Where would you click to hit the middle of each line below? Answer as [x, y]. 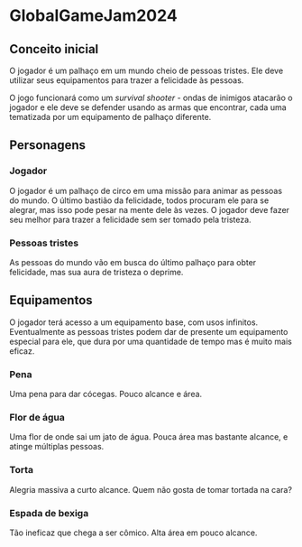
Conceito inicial [54, 49]
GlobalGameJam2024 [93, 16]
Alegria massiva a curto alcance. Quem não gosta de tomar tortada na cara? [151, 489]
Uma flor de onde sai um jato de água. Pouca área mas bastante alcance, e [149, 437]
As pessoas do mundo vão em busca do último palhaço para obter [133, 262]
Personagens [48, 145]
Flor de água [37, 418]
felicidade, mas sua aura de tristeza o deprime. [96, 272]
